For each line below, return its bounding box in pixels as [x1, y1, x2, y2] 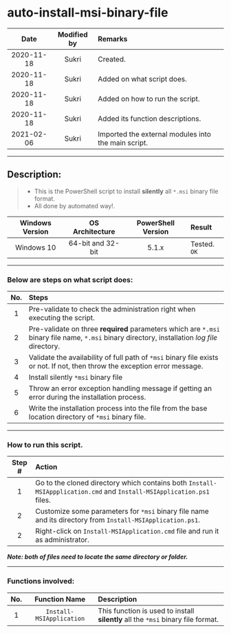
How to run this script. [7, 440, 83, 450]
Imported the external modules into [98, 129, 211, 139]
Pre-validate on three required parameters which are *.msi [28, 324, 221, 334]
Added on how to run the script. [98, 94, 201, 103]
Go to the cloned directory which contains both [35, 478, 188, 488]
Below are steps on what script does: [7, 274, 133, 284]
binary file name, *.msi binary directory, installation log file [28, 333, 218, 343]
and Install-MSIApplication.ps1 [104, 487, 210, 496]
